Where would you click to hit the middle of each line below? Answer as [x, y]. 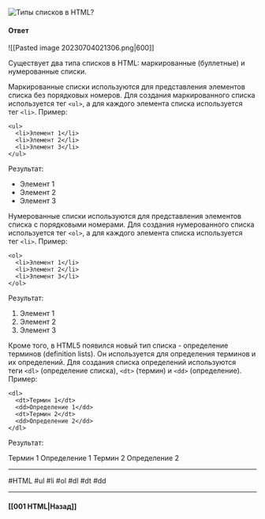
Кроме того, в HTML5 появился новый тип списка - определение [118, 346]
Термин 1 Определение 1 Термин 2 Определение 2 [94, 458]
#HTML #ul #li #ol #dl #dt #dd [57, 481]
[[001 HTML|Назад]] [43, 506]
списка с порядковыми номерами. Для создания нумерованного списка [131, 224]
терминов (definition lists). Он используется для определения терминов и [132, 354]
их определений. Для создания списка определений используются [122, 363]
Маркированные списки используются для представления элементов [127, 87]
